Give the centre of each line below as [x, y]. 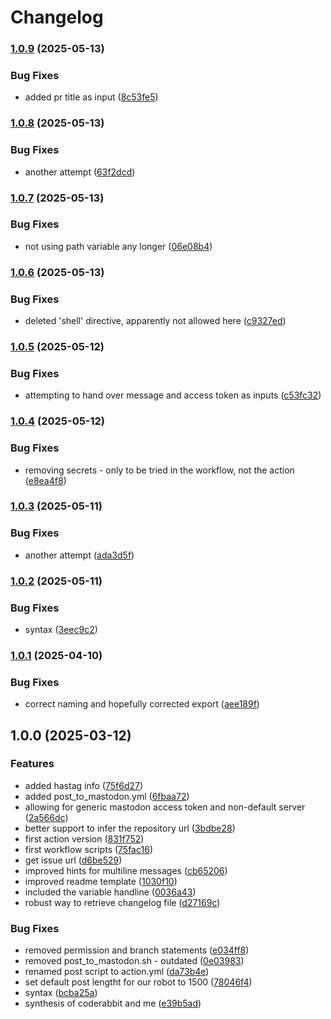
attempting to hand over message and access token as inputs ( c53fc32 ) [173, 395]
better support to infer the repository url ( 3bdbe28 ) [130, 828]
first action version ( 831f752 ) [84, 838]
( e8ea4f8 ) [45, 480]
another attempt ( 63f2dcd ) [80, 172]
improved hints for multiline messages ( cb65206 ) [126, 870]
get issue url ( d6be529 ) [73, 860]
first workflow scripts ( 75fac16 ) [88, 849]
